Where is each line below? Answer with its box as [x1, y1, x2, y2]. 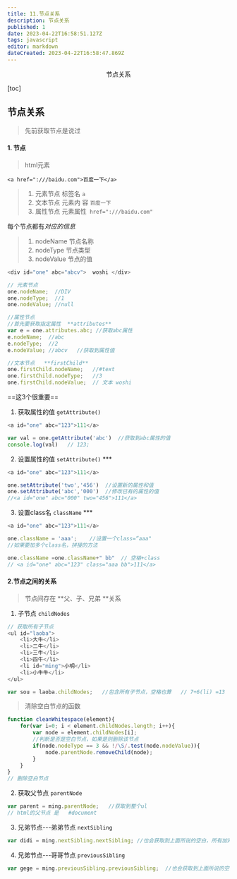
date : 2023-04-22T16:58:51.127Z [7, 30, 102, 37]
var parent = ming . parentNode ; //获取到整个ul [7, 803, 148, 810]
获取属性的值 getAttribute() [17, 408, 101, 416]
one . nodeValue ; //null [7, 301, 74, 308]
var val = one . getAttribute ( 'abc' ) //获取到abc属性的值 [7, 435, 171, 442]
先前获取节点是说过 [24, 126, 81, 135]
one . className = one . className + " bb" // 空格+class [7, 554, 161, 562]
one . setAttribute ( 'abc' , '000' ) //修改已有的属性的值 [7, 488, 159, 495]
